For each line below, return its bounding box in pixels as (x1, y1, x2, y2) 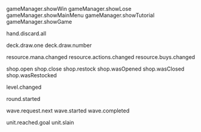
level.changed (6, 83, 42, 91)
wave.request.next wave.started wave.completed (6, 107, 129, 114)
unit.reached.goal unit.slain (6, 119, 74, 126)
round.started (6, 96, 41, 102)
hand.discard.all (6, 30, 47, 37)
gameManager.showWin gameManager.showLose (6, 5, 132, 12)
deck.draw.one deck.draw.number (6, 42, 92, 49)
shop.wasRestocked (6, 72, 57, 78)
